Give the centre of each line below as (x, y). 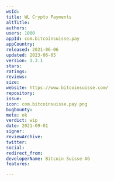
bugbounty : (19, 110)
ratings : (17, 71)
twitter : (17, 142)
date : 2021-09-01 (27, 126)
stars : (14, 66)
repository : (20, 93)
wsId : (13, 11)
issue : (14, 98)
